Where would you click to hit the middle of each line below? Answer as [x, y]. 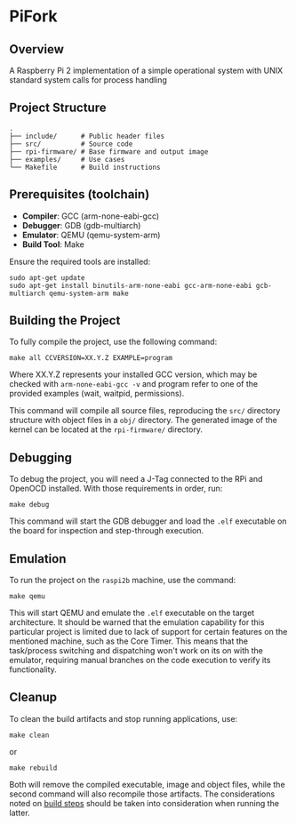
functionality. [33, 669]
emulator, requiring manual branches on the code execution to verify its [140, 661]
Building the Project [65, 320]
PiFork [33, 16]
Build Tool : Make [53, 244]
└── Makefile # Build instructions [85, 167]
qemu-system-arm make [88, 293]
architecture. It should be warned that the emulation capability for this [137, 622]
